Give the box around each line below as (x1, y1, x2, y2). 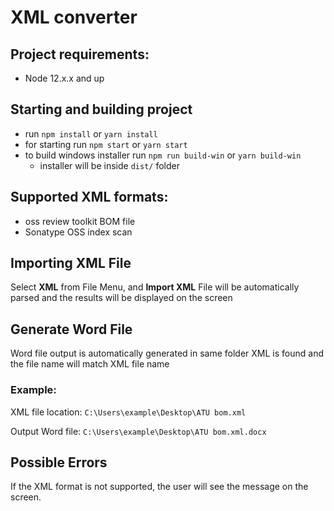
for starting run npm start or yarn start (24, 138, 188, 150)
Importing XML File (10, 255, 132, 272)
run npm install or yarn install (24, 127, 158, 140)
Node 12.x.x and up (24, 72, 105, 84)
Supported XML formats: (10, 189, 169, 206)
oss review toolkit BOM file (24, 215, 136, 227)
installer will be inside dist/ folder (39, 159, 180, 171)
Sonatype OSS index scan (24, 226, 133, 238)
